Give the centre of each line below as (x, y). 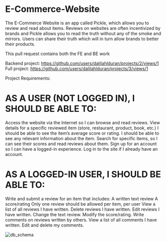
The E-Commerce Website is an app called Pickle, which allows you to (77, 23)
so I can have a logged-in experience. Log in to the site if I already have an (82, 149)
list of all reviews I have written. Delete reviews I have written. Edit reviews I (83, 209)
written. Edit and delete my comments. (45, 225)
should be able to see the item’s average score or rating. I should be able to (82, 133)
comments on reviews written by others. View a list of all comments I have (81, 220)
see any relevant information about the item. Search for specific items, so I (82, 138)
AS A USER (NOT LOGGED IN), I (70, 98)
